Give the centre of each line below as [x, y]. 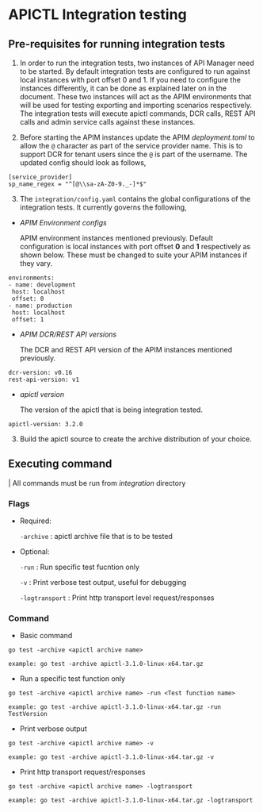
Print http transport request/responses [82, 772]
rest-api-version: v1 [44, 379]
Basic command [46, 636]
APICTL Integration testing [98, 15]
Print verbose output [53, 729]
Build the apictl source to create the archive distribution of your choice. [135, 439]
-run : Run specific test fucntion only [80, 567]
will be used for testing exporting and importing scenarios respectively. [135, 105]
